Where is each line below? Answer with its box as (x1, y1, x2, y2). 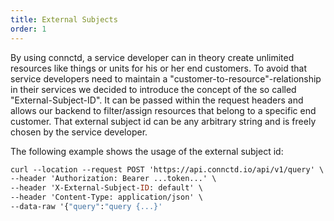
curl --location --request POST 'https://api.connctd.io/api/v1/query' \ (10, 164, 325, 175)
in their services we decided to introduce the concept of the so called (10, 83, 297, 95)
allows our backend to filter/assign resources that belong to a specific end (10, 104, 317, 116)
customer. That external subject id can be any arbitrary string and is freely (10, 115, 317, 127)
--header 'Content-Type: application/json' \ (10, 192, 203, 203)
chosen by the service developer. (10, 126, 148, 138)
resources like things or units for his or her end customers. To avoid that (10, 62, 308, 74)
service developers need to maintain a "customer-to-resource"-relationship (10, 72, 322, 85)
